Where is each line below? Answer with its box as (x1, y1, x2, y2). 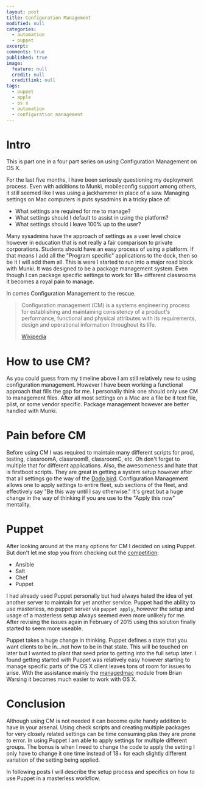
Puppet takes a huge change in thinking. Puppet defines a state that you (6, 637, 188, 644)
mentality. (6, 501, 32, 508)
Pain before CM (6, 429, 86, 442)
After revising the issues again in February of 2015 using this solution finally (6, 619, 196, 626)
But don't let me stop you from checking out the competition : (6, 549, 160, 557)
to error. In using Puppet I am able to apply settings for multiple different (6, 737, 188, 744)
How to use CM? (6, 354, 91, 368)
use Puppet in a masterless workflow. (6, 775, 100, 782)
